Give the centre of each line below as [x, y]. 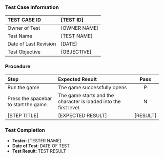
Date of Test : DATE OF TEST [41, 146]
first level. [69, 107]
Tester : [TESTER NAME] [37, 140]
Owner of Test [24, 28]
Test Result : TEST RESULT [39, 151]
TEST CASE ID [24, 20]
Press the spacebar [30, 98]
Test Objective [24, 52]
